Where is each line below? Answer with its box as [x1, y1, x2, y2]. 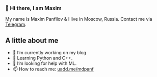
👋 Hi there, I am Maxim [5, 5, 62, 12]
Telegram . [5, 21, 27, 27]
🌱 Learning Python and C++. [12, 55, 73, 61]
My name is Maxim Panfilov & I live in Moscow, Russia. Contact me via [5, 16, 152, 22]
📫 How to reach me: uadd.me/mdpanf [12, 66, 94, 72]
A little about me [5, 36, 59, 45]
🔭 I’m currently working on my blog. [12, 50, 88, 56]
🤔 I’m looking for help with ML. [12, 60, 77, 66]
